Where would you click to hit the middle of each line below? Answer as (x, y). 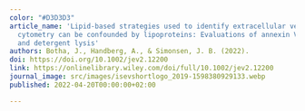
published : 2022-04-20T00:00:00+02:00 (83, 85)
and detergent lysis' (59, 43)
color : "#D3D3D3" (42, 18)
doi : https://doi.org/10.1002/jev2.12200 (89, 60)
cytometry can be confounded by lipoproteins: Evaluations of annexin (154, 34)
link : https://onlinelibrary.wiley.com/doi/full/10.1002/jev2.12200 (142, 69)
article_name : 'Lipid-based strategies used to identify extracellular (148, 26)
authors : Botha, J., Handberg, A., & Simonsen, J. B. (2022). (129, 51)
